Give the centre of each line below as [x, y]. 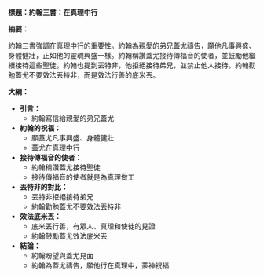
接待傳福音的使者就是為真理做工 [83, 177]
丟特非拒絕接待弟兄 [62, 197]
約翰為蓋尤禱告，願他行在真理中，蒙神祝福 [100, 265]
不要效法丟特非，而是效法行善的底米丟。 [94, 75]
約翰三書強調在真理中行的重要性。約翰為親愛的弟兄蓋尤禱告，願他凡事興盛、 [132, 46]
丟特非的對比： [44, 187]
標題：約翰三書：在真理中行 [53, 12]
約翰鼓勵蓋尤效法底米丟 [69, 236]
